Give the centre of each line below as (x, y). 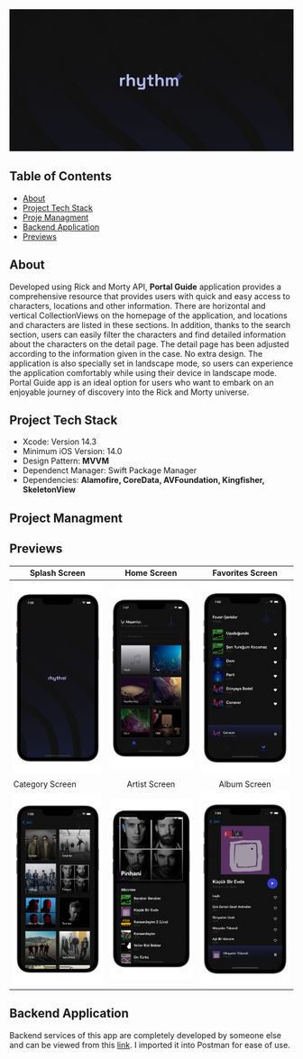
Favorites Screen (245, 573)
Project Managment (66, 518)
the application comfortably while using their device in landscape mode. (143, 372)
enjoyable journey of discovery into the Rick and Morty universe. (129, 392)
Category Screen (45, 784)
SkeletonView (49, 489)
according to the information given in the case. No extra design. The (136, 353)
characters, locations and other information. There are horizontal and (138, 306)
